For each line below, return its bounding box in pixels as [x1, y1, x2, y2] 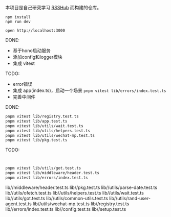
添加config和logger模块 [12, 54, 63, 60]
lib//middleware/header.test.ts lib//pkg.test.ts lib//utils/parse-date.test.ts [5, 184, 158, 190]
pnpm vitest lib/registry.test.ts [5, 114, 79, 119]
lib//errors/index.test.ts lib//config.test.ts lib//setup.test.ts [5, 206, 126, 212]
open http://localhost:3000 [5, 28, 66, 33]
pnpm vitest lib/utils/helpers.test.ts [5, 128, 91, 133]
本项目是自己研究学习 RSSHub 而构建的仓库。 [5, 5, 102, 10]
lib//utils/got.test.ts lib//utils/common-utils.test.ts [5, 195, 109, 201]
